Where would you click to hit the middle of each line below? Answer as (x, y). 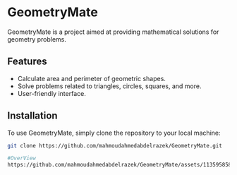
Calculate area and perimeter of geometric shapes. (91, 78)
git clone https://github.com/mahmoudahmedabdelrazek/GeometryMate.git (115, 145)
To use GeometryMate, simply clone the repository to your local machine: (114, 133)
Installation (32, 116)
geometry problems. (37, 39)
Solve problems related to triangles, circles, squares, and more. (109, 86)
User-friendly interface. (51, 93)
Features (27, 62)
